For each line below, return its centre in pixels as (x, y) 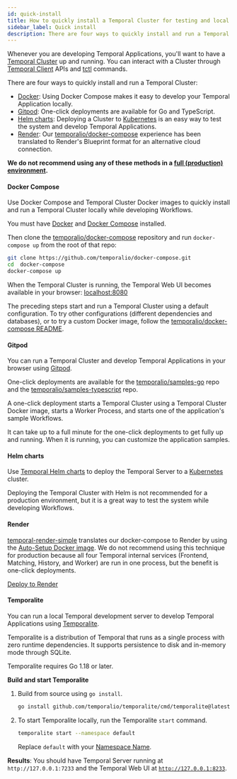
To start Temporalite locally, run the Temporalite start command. (112, 720)
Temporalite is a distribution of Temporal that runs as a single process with (116, 637)
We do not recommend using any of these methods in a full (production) (115, 163)
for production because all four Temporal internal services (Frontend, (108, 555)
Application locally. (45, 104)
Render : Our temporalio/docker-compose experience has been (109, 134)
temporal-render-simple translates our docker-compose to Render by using (117, 540)
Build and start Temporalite (48, 680)
